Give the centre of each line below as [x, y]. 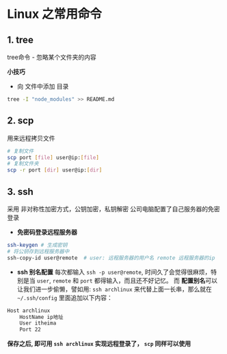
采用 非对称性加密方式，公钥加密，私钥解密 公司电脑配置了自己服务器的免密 [113, 209]
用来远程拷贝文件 [31, 138]
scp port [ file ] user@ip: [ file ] [53, 157]
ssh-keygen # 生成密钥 [37, 245]
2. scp [21, 121]
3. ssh [21, 192]
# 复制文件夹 [23, 164]
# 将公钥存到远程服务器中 [38, 251]
